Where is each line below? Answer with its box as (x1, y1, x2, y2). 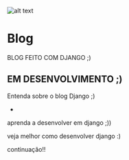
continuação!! (7, 145, 46, 153)
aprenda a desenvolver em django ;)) (7, 118, 112, 127)
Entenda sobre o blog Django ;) (7, 92, 95, 100)
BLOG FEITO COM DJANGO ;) (7, 53, 91, 61)
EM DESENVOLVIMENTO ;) (7, 73, 123, 86)
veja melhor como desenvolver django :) (7, 132, 121, 140)
